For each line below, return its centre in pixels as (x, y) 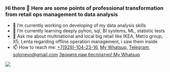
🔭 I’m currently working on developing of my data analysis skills (79, 25)
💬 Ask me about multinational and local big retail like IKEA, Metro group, (88, 36)
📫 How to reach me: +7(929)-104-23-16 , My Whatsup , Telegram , (81, 47)
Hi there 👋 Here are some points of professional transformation (84, 8)
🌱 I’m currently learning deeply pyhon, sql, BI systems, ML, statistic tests (89, 31)
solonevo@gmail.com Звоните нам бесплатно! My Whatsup (76, 55)
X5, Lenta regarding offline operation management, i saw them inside (85, 42)
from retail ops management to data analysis (62, 14)
